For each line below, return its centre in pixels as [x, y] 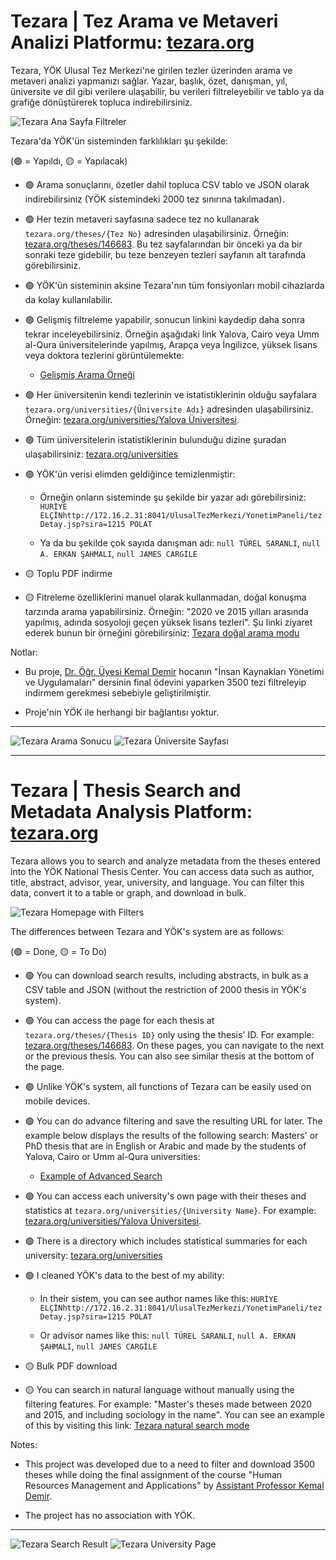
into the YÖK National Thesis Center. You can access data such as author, [162, 871]
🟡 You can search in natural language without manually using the [159, 1389]
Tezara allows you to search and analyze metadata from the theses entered [165, 861]
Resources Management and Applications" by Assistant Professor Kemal [174, 1485]
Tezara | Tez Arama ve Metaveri [144, 21]
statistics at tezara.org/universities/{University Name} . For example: [170, 1210]
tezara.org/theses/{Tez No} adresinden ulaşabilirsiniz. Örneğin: [157, 233]
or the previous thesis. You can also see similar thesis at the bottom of [169, 1056]
